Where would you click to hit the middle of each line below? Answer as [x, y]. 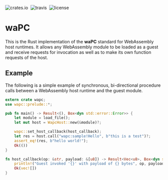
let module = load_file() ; [42, 118]
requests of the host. [27, 57]
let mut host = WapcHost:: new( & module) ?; [58, 123]
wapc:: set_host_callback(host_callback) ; [58, 132]
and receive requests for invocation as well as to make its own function [78, 52]
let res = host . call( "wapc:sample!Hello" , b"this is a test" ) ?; [82, 136]
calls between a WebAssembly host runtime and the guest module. [74, 90]
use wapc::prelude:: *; [29, 104]
